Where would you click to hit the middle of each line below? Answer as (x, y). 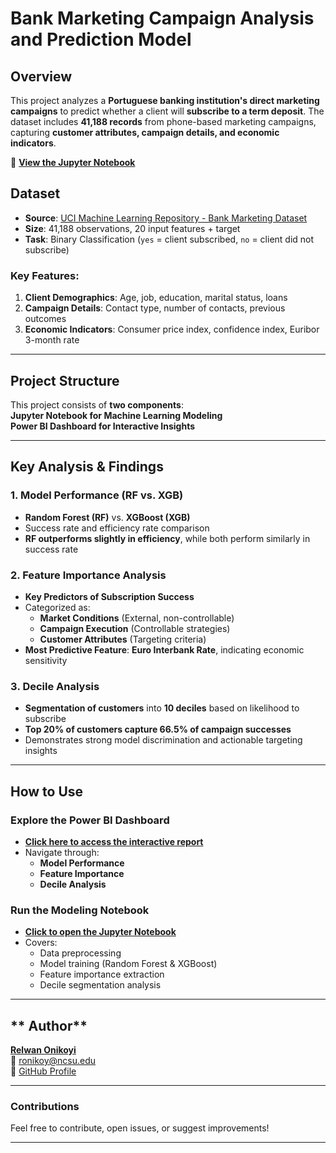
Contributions (45, 1106)
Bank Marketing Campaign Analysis (162, 18)
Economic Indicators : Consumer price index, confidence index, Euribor (172, 329)
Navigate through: (62, 852)
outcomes (45, 319)
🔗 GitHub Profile (43, 1071)
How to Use (47, 791)
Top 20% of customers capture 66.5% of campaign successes (158, 729)
